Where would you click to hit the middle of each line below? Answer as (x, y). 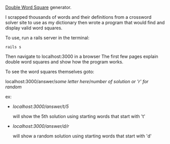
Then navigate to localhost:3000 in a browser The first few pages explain (82, 56)
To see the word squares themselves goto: (50, 71)
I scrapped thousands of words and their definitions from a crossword (78, 17)
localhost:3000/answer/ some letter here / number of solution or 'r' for (77, 81)
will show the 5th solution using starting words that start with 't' (79, 116)
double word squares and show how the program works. (64, 62)
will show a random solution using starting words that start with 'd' (82, 136)
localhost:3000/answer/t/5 (41, 106)
